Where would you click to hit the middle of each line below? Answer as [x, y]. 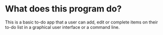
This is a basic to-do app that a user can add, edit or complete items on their [81, 22]
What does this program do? [64, 9]
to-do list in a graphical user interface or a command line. [62, 27]
